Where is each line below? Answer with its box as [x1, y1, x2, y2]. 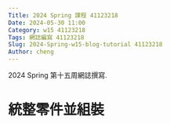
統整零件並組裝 [8, 101, 105, 119]
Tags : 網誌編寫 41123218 [8, 33, 85, 42]
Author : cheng [8, 48, 55, 56]
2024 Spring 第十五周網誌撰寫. [8, 71, 107, 79]
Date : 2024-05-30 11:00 [8, 19, 86, 27]
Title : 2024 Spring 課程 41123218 [8, 11, 119, 20]
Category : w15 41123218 [8, 26, 86, 34]
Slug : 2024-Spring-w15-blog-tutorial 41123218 [8, 41, 163, 49]
